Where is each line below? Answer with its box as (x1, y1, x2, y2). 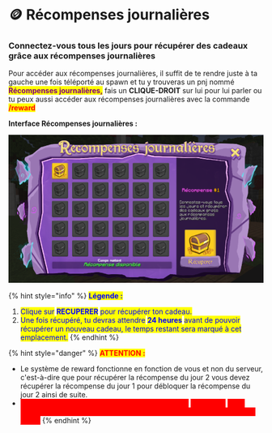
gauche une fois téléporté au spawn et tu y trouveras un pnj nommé (8, 77, 235, 87)
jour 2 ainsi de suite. (19, 390, 88, 400)
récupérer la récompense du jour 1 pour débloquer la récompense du (19, 381, 251, 391)
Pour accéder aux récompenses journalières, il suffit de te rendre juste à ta (8, 69, 257, 79)
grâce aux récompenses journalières (8, 50, 156, 62)
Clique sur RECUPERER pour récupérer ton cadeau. (19, 307, 193, 316)
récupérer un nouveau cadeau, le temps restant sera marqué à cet (19, 324, 242, 334)
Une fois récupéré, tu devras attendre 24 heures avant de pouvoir (19, 315, 240, 325)
